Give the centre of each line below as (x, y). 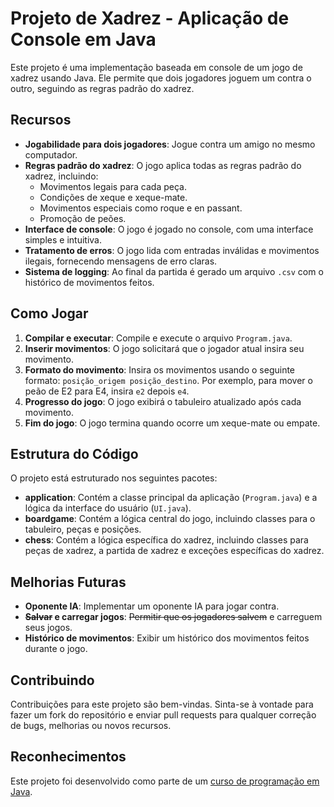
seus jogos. (48, 628)
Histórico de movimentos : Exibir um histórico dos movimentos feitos (167, 638)
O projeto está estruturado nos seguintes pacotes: (114, 478)
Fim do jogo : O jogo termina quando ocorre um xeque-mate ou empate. (172, 423)
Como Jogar (49, 313)
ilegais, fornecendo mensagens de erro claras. (121, 261)
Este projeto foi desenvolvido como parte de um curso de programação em (165, 781)
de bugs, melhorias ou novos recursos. (91, 725)
